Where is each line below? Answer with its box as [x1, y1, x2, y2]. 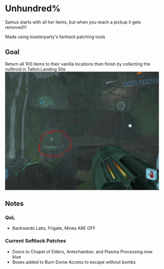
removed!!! [5, 24, 27, 30]
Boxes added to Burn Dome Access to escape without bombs [12, 259, 136, 265]
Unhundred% [5, 3, 61, 14]
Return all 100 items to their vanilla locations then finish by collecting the [5, 61, 150, 67]
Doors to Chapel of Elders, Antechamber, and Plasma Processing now [12, 248, 153, 254]
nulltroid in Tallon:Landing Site [5, 66, 66, 72]
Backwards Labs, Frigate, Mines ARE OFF [12, 225, 96, 231]
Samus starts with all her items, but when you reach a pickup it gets [5, 19, 142, 25]
